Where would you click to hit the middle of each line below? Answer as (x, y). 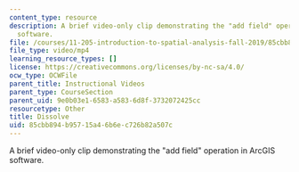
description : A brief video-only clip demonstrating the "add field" (141, 26)
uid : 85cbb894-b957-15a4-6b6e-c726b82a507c (91, 126)
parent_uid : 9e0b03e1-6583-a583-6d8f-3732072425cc (105, 100)
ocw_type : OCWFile (43, 76)
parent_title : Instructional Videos (77, 84)
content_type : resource (53, 17)
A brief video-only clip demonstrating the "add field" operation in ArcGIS (142, 151)
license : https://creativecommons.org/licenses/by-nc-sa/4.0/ (127, 68)
